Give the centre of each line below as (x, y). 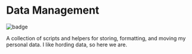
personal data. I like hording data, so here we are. (67, 45)
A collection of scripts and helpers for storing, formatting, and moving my (96, 38)
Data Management (53, 10)
